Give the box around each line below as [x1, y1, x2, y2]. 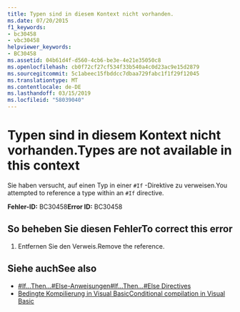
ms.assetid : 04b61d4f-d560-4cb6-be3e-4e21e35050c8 [7, 57, 161, 64]
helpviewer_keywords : [7, 43, 72, 51]
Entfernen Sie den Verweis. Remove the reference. [17, 241, 165, 250]
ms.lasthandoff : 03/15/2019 [7, 90, 91, 97]
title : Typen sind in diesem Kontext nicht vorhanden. [7, 10, 174, 18]
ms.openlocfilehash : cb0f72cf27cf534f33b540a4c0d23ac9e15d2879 [7, 63, 200, 71]
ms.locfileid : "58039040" [7, 97, 84, 104]
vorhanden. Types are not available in [7, 142, 232, 159]
